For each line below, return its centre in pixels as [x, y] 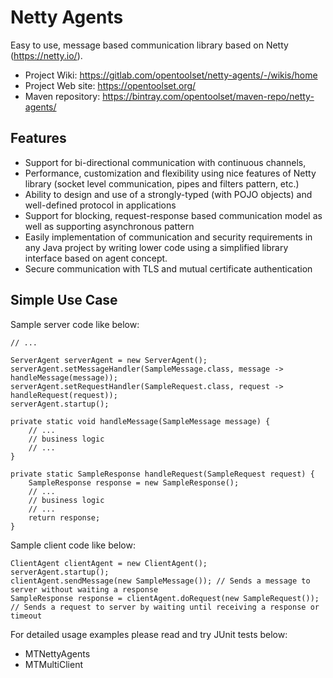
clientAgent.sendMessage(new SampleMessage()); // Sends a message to [160, 581]
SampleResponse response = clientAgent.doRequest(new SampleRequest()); [165, 598]
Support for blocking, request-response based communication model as [173, 215]
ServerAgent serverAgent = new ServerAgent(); [109, 360]
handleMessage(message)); [64, 377]
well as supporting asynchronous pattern [109, 226]
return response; [64, 517]
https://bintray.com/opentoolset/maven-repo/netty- [208, 96]
